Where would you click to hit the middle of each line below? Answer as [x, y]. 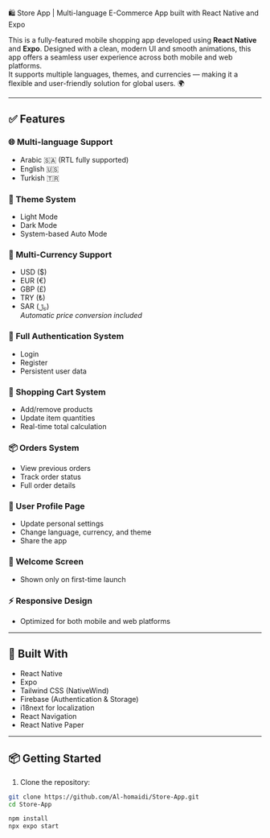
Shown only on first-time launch [73, 579]
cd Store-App [30, 804]
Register [34, 362]
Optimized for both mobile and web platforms [95, 621]
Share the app [43, 541]
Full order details [48, 485]
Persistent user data [53, 371]
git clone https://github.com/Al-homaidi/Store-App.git [104, 797]
